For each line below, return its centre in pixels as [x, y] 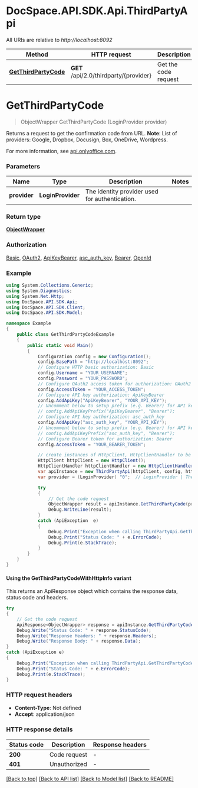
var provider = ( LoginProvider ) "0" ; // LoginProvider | [110, 477]
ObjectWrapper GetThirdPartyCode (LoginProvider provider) [94, 122]
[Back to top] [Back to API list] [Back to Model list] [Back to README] [90, 779]
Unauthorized [68, 764]
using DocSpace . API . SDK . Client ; [46, 307]
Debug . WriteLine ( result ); [80, 510]
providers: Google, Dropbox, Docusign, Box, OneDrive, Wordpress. [87, 140]
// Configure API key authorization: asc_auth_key [101, 417]
